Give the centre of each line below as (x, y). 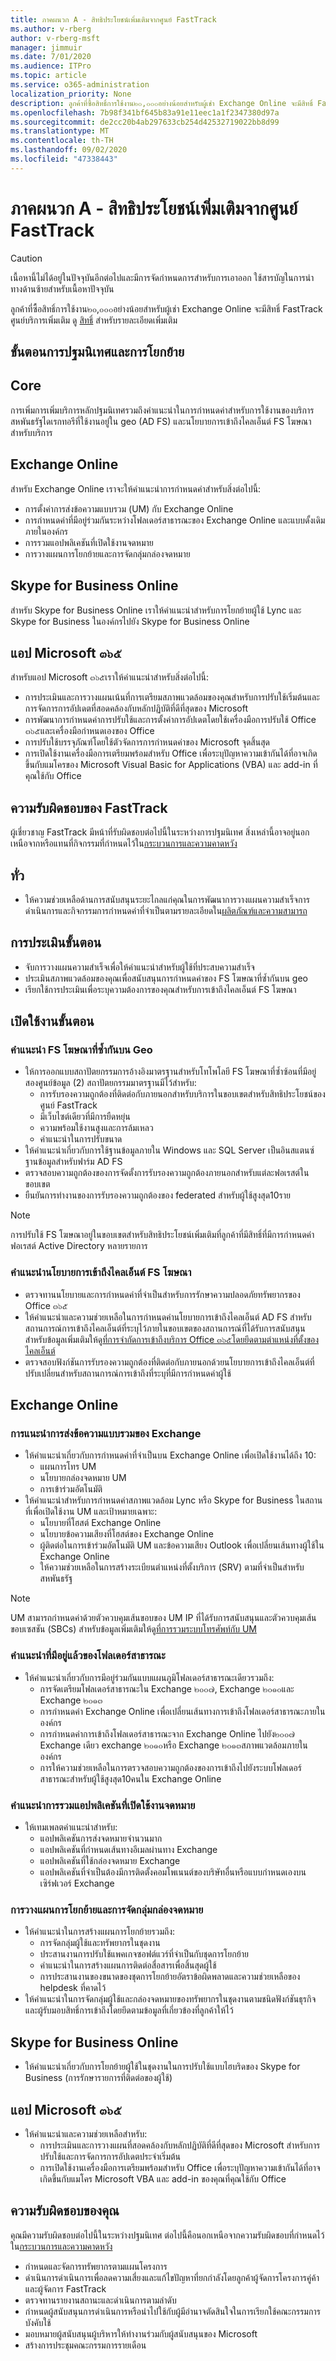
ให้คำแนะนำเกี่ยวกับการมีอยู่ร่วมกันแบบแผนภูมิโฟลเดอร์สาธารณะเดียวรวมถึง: (149, 1677)
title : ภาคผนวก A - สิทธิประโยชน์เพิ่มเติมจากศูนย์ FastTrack (113, 19)
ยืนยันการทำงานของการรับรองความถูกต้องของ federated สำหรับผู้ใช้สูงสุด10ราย (158, 1195)
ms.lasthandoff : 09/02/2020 (69, 150)
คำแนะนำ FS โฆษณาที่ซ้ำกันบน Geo (81, 1050)
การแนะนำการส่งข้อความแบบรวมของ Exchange (106, 1434)
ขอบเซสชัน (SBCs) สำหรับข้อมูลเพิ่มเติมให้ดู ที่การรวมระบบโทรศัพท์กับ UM (133, 1629)
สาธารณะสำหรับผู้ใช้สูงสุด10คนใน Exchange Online (130, 1778)
